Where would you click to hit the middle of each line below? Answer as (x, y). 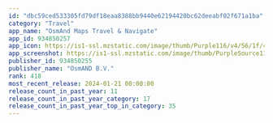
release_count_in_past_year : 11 (63, 91)
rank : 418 (25, 76)
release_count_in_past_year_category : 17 (80, 99)
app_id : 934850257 (39, 38)
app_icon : (25, 46)
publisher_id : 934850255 (50, 61)
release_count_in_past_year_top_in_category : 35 (92, 106)
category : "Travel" (41, 23)
